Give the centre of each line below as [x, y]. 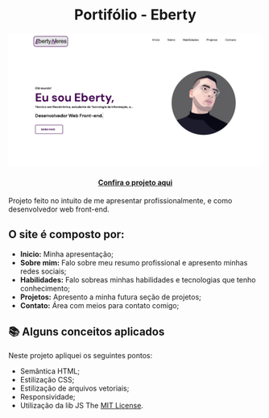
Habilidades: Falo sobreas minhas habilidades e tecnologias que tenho [138, 279]
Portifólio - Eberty [135, 15]
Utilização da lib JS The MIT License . [81, 405]
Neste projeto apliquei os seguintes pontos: [81, 355]
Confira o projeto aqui [135, 182]
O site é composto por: [66, 234]
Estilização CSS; [47, 379]
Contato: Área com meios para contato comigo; [99, 305]
